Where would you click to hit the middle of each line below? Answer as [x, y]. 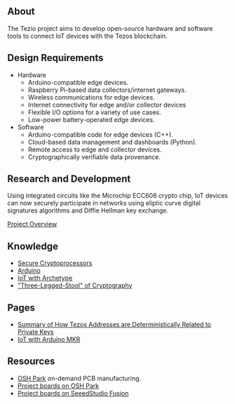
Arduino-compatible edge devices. [78, 82]
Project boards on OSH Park [58, 386]
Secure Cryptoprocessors [55, 263]
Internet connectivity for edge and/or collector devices [107, 105]
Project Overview [32, 224]
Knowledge [33, 246]
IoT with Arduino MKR [49, 339]
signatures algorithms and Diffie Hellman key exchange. [88, 210]
